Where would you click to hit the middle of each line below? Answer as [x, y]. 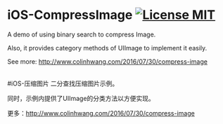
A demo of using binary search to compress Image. [82, 34]
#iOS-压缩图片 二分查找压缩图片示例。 [63, 83]
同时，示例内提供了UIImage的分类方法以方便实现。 [81, 98]
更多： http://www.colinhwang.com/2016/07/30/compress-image [101, 113]
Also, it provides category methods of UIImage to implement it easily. [107, 48]
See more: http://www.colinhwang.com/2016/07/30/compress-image [107, 61]
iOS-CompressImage [70, 15]
